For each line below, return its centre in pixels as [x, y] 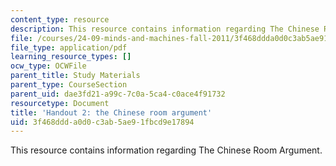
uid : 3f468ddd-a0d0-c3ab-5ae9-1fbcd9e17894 [102, 122]
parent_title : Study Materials [75, 76]
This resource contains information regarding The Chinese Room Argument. [166, 150]
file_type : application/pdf [69, 47]
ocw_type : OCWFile [48, 66]
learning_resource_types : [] [71, 57]
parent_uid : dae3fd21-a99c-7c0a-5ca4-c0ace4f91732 [118, 94]
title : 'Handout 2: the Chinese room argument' [111, 112]
